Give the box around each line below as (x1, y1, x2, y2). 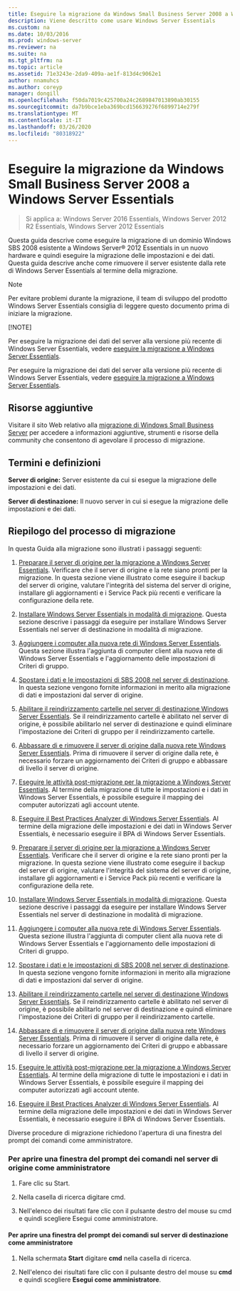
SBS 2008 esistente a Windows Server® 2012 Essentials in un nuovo (8, 243, 209, 252)
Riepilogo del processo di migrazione (8, 526, 177, 538)
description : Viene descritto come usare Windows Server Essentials (8, 17, 216, 24)
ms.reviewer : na (8, 44, 56, 51)
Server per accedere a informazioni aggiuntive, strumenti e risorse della (8, 428, 219, 437)
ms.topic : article (8, 64, 63, 71)
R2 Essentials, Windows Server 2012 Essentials (25, 222, 165, 231)
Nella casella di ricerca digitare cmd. (18, 1193, 126, 1202)
